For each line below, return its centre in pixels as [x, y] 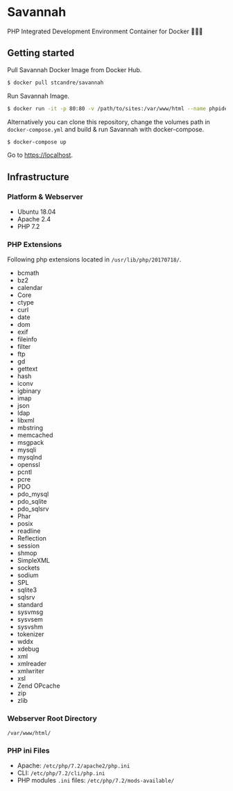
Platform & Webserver [45, 196]
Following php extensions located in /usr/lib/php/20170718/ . [94, 260]
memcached [35, 435]
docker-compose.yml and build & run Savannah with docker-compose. [106, 129]
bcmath [28, 273]
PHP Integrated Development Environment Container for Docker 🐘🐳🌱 [105, 31]
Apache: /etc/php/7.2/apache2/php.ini [74, 765]
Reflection [32, 538]
